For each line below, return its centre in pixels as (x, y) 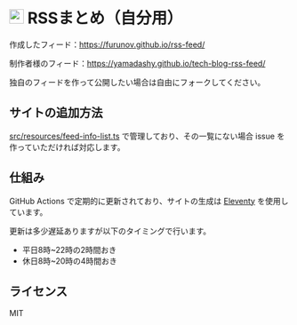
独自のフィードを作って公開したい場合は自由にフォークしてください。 (137, 82)
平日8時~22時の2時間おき (69, 250)
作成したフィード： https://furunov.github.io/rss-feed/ (107, 44)
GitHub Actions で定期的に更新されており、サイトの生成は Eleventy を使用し (149, 201)
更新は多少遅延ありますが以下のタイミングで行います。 (110, 231)
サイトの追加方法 (56, 113)
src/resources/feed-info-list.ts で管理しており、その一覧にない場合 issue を (147, 136)
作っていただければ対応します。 (67, 147)
